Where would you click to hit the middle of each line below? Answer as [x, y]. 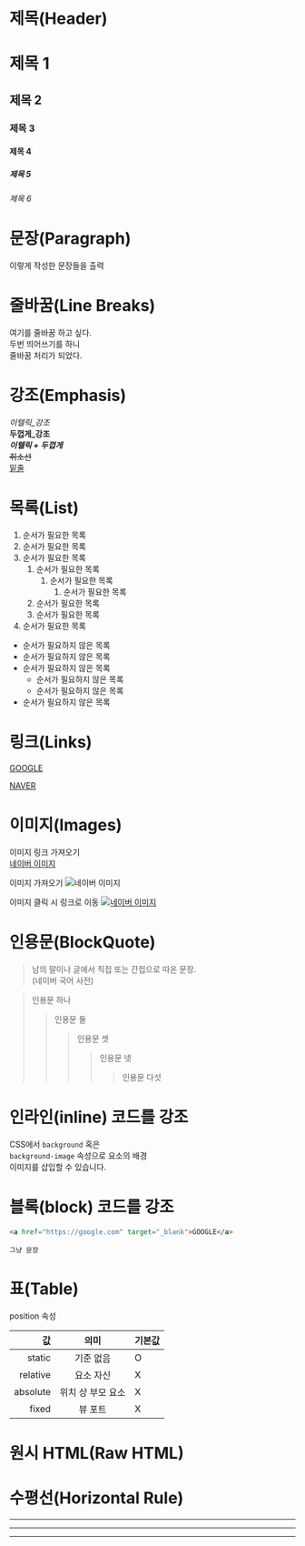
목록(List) [44, 508]
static [39, 1358]
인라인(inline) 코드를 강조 [99, 1117]
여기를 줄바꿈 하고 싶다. [51, 333]
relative [35, 1374]
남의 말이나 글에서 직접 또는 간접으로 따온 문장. [114, 969]
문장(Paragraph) [70, 239]
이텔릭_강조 [30, 423]
